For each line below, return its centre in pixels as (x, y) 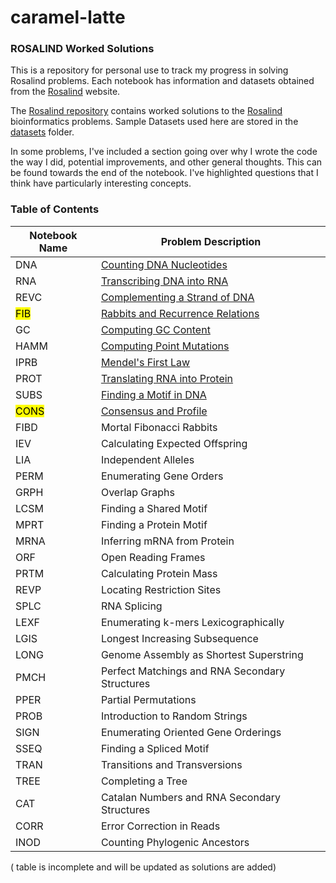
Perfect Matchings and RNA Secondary (193, 671)
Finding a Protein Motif (154, 524)
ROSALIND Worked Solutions (82, 49)
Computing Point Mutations (165, 346)
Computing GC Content (155, 329)
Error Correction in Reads (160, 826)
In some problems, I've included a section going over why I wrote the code (164, 152)
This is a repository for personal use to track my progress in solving (149, 70)
